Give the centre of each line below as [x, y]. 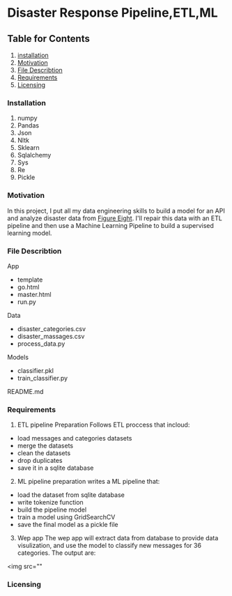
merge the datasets [45, 446]
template [30, 280]
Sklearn [28, 148]
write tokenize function [50, 503]
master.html [34, 294]
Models [18, 357]
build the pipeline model [52, 510]
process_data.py [41, 344]
